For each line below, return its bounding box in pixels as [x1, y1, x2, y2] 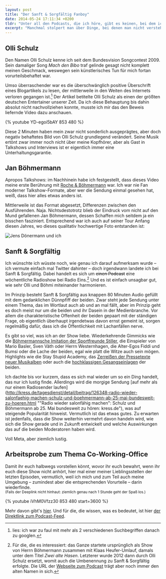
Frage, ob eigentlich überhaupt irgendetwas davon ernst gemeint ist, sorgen [5, 318, 161, 324]
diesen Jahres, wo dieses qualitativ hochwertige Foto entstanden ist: [5, 223, 145, 229]
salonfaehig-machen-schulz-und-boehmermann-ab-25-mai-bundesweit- [5, 395, 155, 401]
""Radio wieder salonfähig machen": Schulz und [37, 400, 136, 406]
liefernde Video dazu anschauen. [5, 109, 73, 115]
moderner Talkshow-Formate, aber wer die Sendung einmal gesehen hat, [5, 187, 154, 193]
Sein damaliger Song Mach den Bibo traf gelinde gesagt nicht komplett [5, 62, 150, 68]
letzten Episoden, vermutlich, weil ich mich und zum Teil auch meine [5, 474, 144, 480]
